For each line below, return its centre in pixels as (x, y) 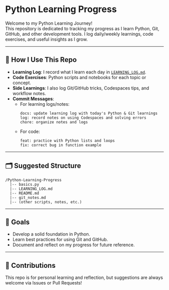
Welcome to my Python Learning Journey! (49, 23)
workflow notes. (29, 93)
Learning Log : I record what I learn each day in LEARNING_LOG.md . (79, 72)
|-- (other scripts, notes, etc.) (46, 202)
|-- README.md (24, 193)
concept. (22, 83)
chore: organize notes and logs (54, 122)
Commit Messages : (33, 99)
